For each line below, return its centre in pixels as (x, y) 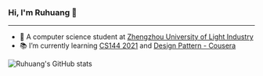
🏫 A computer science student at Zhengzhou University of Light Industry (136, 37)
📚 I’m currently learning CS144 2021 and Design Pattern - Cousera (128, 45)
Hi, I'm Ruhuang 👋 (43, 13)
